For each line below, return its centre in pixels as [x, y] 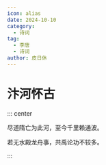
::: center [20, 113]
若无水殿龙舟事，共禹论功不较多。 [55, 142]
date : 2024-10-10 [32, 20]
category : [21, 26]
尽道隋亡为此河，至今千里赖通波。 [55, 127]
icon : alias [24, 13]
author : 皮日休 [27, 58]
